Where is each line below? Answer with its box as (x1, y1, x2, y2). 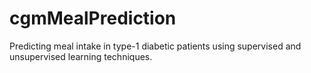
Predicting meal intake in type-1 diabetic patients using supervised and (9, 40, 302, 52)
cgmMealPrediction (9, 7, 177, 30)
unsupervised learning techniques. (9, 50, 153, 62)
